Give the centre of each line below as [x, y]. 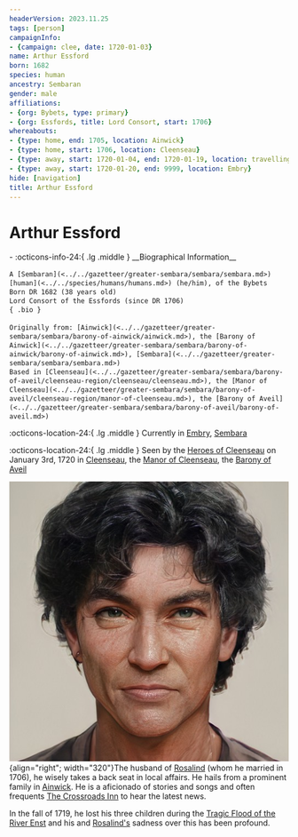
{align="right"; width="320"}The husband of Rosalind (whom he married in [146, 768]
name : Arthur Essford [49, 56]
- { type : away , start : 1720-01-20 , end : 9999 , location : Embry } [130, 169]
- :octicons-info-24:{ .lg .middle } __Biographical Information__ [123, 257]
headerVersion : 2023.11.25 [59, 19]
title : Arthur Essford [51, 187]
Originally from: [41, 328]
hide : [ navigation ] [45, 178]
